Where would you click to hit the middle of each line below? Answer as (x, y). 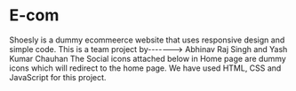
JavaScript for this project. (58, 77)
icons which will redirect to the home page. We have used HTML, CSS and (145, 68)
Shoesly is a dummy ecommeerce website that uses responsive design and (147, 40)
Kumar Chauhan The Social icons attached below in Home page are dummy (148, 58)
